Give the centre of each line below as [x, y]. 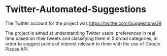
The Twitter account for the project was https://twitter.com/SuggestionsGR [83, 23]
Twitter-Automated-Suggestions [76, 9]
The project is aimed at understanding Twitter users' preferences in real [80, 33]
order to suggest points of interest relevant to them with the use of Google [83, 43]
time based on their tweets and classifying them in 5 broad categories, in [81, 38]
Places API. [17, 49]
